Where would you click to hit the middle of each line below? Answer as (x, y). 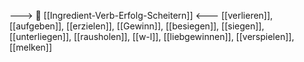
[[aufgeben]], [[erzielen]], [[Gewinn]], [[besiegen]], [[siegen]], (137, 26)
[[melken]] (31, 47)
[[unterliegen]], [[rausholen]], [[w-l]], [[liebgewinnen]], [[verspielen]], (152, 36)
